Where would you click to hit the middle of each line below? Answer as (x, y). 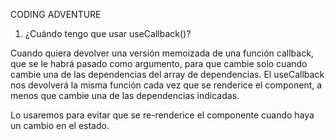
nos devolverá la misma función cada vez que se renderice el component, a (166, 85)
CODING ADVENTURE (56, 14)
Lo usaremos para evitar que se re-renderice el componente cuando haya (162, 115)
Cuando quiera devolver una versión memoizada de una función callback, (162, 53)
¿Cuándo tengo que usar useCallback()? (108, 33)
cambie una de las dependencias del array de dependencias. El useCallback (167, 74)
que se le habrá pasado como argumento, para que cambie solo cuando (159, 63)
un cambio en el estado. (60, 125)
